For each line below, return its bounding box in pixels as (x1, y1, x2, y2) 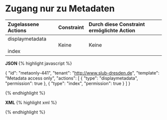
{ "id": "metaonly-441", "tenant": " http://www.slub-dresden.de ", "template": (5, 70, 160, 76)
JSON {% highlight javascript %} (5, 60, 72, 66)
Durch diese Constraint (88, 21, 145, 28)
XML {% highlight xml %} (5, 99, 57, 105)
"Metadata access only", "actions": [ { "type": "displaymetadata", (5, 75, 138, 81)
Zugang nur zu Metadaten (5, 3, 115, 14)
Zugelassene (7, 21, 39, 28)
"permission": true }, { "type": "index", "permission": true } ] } (5, 80, 131, 86)
